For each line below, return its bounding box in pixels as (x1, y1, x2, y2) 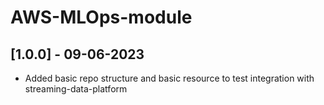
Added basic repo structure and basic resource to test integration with (24, 72, 315, 84)
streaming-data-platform (24, 83, 128, 95)
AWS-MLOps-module (10, 6, 193, 29)
